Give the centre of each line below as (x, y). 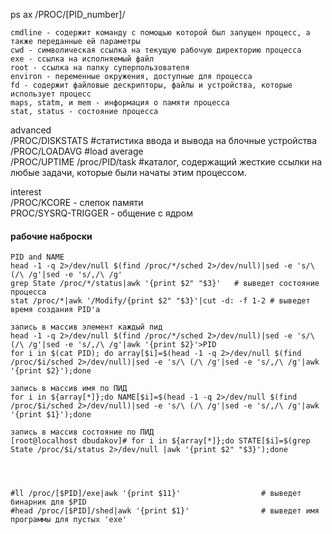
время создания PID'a (55, 310)
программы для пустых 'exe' (69, 520)
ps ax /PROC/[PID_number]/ (68, 14)
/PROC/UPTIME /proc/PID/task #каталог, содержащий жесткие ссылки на (166, 162)
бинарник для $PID (48, 502)
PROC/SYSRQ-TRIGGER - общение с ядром (101, 213)
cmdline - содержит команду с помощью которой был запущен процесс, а (160, 33)
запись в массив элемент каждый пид (86, 327)
